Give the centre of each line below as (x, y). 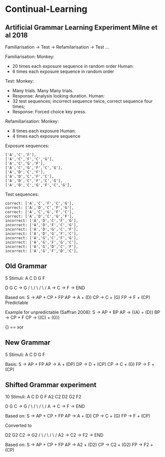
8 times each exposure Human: (44, 131)
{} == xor (14, 327)
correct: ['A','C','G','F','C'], (40, 212)
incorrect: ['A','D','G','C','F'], (42, 229)
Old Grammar (26, 266)
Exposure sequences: (27, 146)
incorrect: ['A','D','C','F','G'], (42, 221)
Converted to (19, 426)
